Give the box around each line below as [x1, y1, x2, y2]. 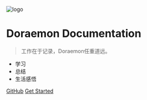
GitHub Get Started [6, 87, 54, 95]
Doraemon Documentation [6, 27, 142, 40]
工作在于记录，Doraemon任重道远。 [20, 47, 111, 54]
